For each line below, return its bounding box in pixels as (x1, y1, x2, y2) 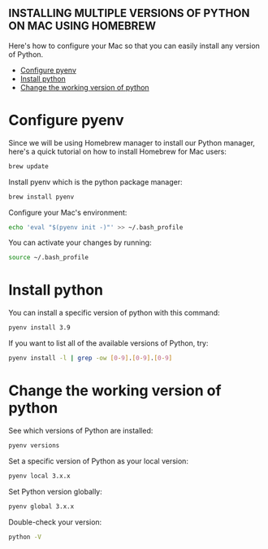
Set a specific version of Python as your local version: (8, 455, 189, 466)
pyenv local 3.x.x (8, 472, 71, 480)
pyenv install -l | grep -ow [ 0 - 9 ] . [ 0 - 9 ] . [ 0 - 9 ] (8, 354, 173, 363)
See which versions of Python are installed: (8, 425, 153, 435)
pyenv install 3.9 (8, 324, 71, 332)
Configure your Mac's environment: (8, 207, 128, 217)
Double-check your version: (8, 516, 102, 527)
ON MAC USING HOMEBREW (8, 20, 157, 33)
